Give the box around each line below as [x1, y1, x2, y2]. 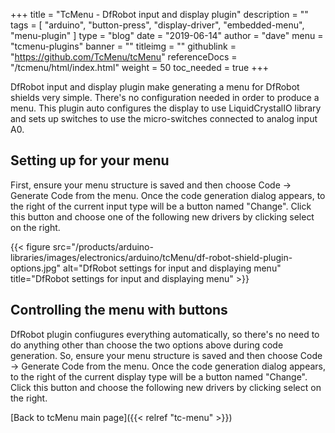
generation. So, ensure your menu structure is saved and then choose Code [10, 349, 323, 361]
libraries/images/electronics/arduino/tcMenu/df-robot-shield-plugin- [10, 251, 293, 263]
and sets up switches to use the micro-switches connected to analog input [10, 113, 318, 124]
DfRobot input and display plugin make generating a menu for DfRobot [10, 81, 300, 93]
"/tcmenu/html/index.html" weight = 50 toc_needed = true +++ [10, 62, 270, 73]
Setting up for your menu [10, 152, 170, 169]
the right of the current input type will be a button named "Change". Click [10, 200, 312, 212]
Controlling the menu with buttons [10, 302, 228, 319]
